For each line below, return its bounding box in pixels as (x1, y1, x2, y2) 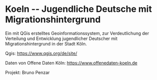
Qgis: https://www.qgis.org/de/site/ (5, 50, 78, 56)
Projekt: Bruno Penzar (5, 69, 50, 75)
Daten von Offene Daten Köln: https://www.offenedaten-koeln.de (5, 60, 138, 66)
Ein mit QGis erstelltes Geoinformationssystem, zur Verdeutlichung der (5, 30, 150, 36)
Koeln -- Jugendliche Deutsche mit (5, 3, 152, 15)
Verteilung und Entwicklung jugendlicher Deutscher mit (5, 36, 118, 41)
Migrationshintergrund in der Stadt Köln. (5, 40, 87, 46)
